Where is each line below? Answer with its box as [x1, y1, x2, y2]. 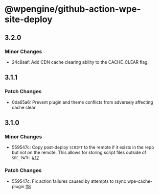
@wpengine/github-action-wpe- [4, 3, 141, 15]
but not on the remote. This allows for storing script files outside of [11, 149, 147, 155]
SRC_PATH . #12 [11, 155, 40, 161]
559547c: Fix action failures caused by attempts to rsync [11, 178, 127, 184]
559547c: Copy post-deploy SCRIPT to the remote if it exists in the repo [11, 145, 155, 150]
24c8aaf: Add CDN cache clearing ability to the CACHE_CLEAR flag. [11, 59, 149, 65]
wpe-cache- [127, 178, 153, 184]
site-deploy [4, 14, 53, 25]
